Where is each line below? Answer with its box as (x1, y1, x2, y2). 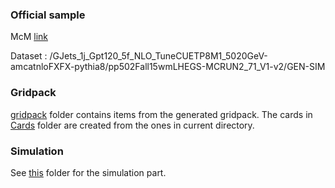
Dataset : (10, 50, 48, 62)
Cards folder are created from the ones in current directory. (10, 119, 255, 131)
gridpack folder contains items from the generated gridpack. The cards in (10, 108, 313, 120)
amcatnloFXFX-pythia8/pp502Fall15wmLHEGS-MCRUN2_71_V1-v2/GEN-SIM (10, 61, 326, 73)
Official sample (10, 8, 86, 22)
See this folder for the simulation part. (10, 166, 167, 178)
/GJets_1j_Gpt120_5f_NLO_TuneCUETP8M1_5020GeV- (49, 50, 268, 62)
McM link (10, 31, 48, 43)
